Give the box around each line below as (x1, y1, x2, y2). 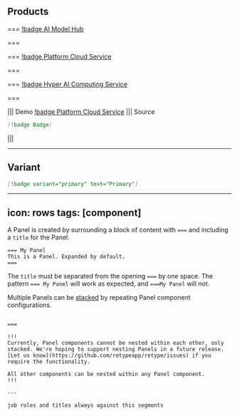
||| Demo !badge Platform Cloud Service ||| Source (7, 107, 155, 116)
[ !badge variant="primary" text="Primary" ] (7, 180, 139, 187)
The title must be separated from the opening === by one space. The (7, 272, 213, 281)
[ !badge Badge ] (7, 121, 53, 128)
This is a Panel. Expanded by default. (7, 253, 126, 261)
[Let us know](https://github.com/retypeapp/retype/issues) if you (7, 352, 212, 359)
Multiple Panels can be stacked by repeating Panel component (7, 293, 191, 302)
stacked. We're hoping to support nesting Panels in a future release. (7, 345, 224, 353)
